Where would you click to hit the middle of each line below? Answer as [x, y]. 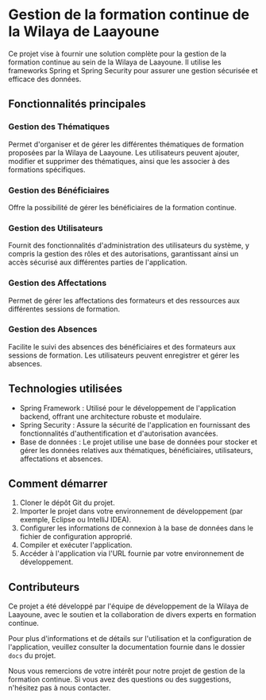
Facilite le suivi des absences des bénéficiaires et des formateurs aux [122, 346]
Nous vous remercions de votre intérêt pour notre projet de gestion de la [127, 671]
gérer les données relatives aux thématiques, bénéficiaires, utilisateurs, [136, 450]
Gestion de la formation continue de [129, 15]
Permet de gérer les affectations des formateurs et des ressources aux [124, 300]
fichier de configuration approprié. [76, 537]
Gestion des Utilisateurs [56, 228]
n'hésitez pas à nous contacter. [60, 688]
